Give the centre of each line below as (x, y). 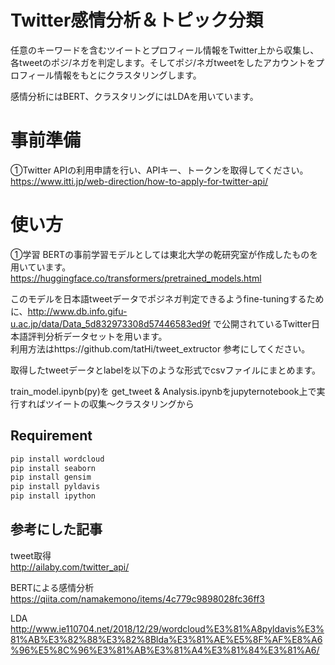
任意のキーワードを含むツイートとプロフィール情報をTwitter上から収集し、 (165, 50)
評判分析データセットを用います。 (97, 336)
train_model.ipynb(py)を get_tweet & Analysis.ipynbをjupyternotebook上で (163, 391)
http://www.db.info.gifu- (77, 311)
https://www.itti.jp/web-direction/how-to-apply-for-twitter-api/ (139, 181)
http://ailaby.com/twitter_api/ (70, 567)
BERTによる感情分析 (52, 587)
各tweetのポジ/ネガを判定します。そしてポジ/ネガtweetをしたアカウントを (163, 62)
